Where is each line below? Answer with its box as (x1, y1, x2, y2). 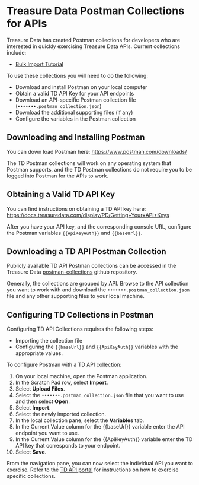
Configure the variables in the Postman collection (15, 115, 136, 122)
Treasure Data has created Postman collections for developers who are (7, 36, 181, 43)
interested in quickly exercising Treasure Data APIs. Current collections (7, 43, 180, 50)
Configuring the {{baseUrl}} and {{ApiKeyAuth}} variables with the (15, 343, 178, 351)
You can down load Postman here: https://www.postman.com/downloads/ (7, 148, 187, 155)
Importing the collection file (15, 337, 83, 344)
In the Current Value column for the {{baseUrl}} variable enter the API (15, 423, 185, 430)
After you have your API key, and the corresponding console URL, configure (7, 223, 192, 230)
